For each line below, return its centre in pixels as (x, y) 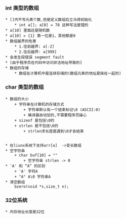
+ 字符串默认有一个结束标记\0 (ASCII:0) (62, 110)
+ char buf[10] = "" (36, 155)
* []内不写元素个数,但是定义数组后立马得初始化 (49, 20)
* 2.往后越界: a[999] (36, 52)
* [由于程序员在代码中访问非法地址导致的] (44, 63)
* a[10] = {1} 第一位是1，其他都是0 (40, 36)
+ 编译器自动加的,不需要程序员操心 (55, 115)
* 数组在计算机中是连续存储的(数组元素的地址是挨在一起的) (68, 74)
